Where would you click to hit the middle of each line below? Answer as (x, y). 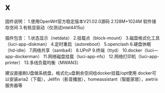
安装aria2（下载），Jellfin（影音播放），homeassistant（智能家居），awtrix (84, 79)
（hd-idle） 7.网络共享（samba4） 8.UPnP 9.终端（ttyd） (63, 50)
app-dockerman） (24, 56)
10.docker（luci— (140, 50)
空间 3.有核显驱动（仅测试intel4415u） (48, 27)
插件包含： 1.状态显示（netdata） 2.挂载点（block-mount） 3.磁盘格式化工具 (82, 38)
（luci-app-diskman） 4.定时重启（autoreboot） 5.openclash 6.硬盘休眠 (78, 44)
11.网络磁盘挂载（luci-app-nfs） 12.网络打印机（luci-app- (101, 56)
